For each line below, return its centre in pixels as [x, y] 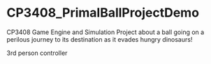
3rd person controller [37, 53]
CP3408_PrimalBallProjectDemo [103, 13]
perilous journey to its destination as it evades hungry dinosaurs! [100, 39]
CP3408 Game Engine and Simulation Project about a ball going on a [105, 32]
